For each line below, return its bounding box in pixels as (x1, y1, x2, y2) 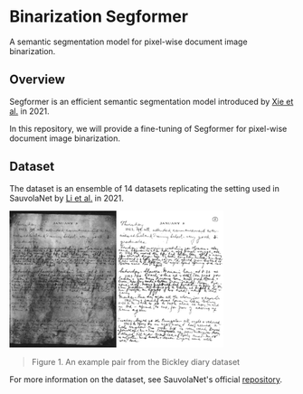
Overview (9, 72, 66, 88)
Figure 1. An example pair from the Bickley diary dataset (31, 357, 241, 368)
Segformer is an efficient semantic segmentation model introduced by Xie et (9, 96, 294, 107)
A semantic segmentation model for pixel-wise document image (9, 36, 248, 47)
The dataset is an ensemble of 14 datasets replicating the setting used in (9, 183, 280, 193)
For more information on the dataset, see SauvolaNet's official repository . (9, 374, 283, 385)
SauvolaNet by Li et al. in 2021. (9, 192, 125, 203)
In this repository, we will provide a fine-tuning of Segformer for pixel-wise (9, 123, 288, 134)
